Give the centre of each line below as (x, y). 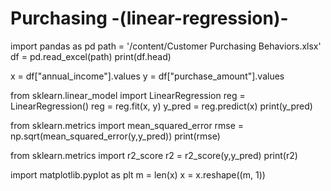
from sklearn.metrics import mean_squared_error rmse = (127, 125)
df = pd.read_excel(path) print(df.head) (91, 56)
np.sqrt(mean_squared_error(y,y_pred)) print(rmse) (115, 136)
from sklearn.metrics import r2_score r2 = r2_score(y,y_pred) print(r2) (154, 155)
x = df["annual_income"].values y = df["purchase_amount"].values (147, 76)
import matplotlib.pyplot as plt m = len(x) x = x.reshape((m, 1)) (138, 174)
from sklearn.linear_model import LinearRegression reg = (128, 95)
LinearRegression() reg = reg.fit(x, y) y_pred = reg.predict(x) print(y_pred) (161, 106)
